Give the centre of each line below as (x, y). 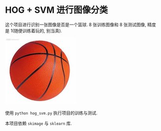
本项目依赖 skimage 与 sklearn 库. (39, 123)
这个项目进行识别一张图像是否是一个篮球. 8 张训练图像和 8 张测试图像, (76, 25)
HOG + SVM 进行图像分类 (57, 10)
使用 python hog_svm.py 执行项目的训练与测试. (51, 113)
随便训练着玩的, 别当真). (38, 30)
